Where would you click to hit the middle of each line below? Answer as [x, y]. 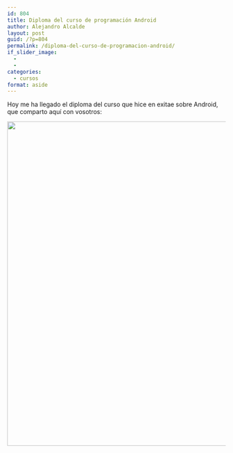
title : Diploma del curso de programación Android [82, 20]
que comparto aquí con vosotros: [55, 112]
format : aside [28, 85]
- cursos [26, 78]
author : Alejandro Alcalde [46, 26]
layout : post [26, 33]
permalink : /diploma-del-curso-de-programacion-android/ [91, 46]
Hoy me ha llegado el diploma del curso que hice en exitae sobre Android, [113, 104]
